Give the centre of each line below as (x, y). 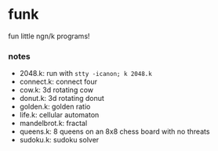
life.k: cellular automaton (59, 115)
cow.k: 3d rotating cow (56, 90)
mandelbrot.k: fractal (53, 124)
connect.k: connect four (58, 82)
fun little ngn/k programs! (49, 36)
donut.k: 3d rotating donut (62, 99)
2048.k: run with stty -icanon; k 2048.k (86, 74)
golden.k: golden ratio (55, 106)
